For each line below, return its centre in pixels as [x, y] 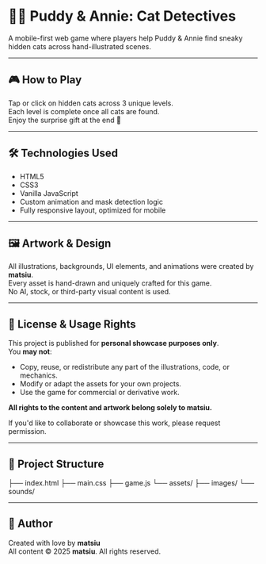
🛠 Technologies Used [63, 153]
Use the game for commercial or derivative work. [99, 393]
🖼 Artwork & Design [60, 243]
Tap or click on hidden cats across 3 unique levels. [91, 103]
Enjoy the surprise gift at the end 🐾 [65, 120]
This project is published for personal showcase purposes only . [114, 343]
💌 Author [30, 524]
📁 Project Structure [56, 464]
